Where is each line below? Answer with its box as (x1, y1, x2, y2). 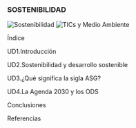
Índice (7, 34, 26, 42)
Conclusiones (7, 101, 46, 109)
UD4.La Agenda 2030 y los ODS (7, 88, 99, 96)
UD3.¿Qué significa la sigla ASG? (7, 74, 101, 82)
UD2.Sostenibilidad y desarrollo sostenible (7, 61, 128, 69)
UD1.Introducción (7, 47, 57, 56)
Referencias (7, 114, 41, 122)
